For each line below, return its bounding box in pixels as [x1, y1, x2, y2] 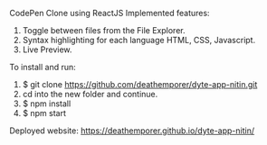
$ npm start [22, 108, 66, 118]
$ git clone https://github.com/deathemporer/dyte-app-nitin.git [22, 79, 258, 89]
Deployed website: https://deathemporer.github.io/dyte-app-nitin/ [9, 125, 255, 136]
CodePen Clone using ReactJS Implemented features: [9, 8, 210, 18]
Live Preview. [22, 44, 72, 55]
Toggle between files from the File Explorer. [22, 25, 186, 35]
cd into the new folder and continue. [22, 89, 158, 99]
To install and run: [9, 62, 77, 72]
